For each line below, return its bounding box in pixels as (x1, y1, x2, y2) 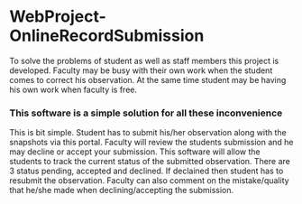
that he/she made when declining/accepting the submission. (9, 185, 234, 196)
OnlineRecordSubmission (9, 25, 205, 46)
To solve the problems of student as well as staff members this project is (9, 55, 279, 66)
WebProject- (9, 6, 106, 27)
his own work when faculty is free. (9, 84, 138, 95)
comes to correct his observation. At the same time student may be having (9, 74, 287, 85)
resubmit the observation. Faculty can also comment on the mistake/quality (9, 175, 290, 186)
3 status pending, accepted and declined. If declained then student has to (9, 165, 284, 177)
